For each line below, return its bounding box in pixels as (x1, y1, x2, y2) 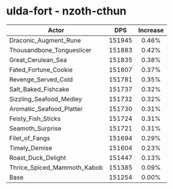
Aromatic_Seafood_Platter (9, 104, 83, 113)
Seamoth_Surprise (9, 124, 61, 132)
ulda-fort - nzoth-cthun (6, 4, 127, 18)
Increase (138, 26, 164, 34)
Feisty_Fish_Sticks (9, 114, 61, 123)
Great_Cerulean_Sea (9, 55, 68, 64)
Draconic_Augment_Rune (9, 36, 81, 45)
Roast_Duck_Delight (9, 153, 66, 162)
